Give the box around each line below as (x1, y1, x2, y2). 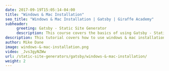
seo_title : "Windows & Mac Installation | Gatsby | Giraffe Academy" (5, 16, 154, 21)
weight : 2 (5, 58, 26, 63)
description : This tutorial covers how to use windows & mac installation (5, 35, 165, 40)
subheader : (5, 21, 28, 26)
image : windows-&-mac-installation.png (5, 44, 89, 49)
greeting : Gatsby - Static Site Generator (16, 26, 107, 31)
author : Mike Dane (5, 40, 44, 45)
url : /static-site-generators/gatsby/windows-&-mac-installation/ (5, 53, 147, 59)
